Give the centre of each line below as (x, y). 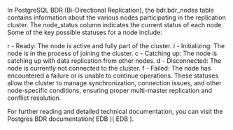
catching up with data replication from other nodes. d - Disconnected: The (114, 61)
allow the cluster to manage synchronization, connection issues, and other (114, 83)
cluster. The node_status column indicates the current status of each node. (115, 25)
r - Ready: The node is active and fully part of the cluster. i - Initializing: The (116, 46)
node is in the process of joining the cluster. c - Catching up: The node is (112, 53)
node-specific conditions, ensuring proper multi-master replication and (110, 91)
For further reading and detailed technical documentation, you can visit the (115, 111)
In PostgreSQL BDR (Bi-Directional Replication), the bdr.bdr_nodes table (111, 10)
